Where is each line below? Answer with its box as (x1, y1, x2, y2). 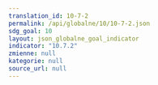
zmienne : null (8, 49, 57, 57)
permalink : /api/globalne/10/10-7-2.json (8, 19, 151, 28)
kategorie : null (8, 57, 63, 66)
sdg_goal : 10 (8, 27, 53, 35)
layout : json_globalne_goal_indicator (8, 34, 139, 43)
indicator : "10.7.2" (8, 42, 79, 50)
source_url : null (8, 65, 67, 73)
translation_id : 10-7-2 (8, 11, 89, 20)
